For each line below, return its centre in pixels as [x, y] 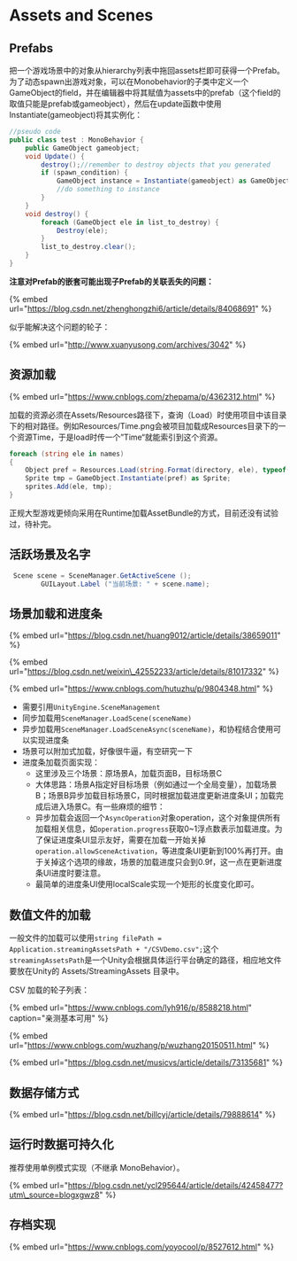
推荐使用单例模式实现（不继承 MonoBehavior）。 [97, 1167]
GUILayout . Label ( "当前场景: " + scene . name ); [126, 584]
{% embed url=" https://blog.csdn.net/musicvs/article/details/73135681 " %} [146, 1063]
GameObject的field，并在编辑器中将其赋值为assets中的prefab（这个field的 [145, 93]
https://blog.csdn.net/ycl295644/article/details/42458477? [175, 1185]
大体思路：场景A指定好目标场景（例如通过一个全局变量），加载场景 [156, 784]
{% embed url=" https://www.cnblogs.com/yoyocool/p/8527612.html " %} [141, 1247]
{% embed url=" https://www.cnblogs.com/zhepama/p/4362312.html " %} [142, 396]
